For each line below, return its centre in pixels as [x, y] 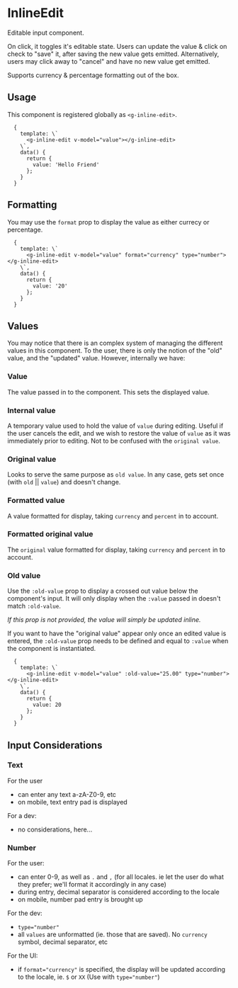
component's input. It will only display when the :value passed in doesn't [114, 598]
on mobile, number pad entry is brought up [80, 899]
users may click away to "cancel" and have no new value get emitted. [109, 61]
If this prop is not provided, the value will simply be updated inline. [104, 620]
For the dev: [25, 913]
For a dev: [22, 815]
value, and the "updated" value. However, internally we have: [96, 358]
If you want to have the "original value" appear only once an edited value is [117, 634]
